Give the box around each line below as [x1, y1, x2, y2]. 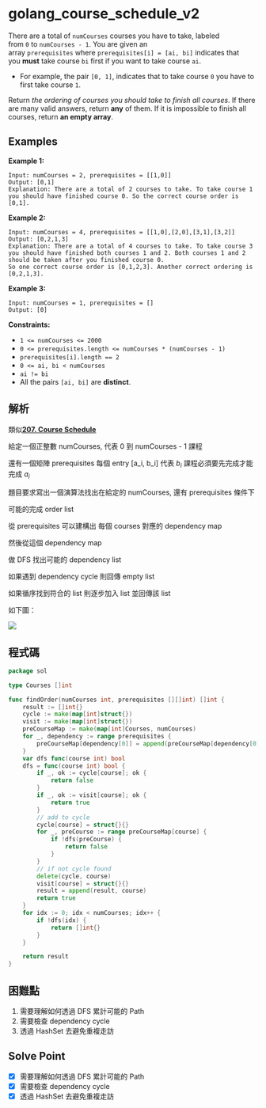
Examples [8, 135, 58, 149]
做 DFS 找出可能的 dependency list [8, 555, 122, 564]
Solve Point [8, 1049, 66, 1063]
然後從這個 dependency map [8, 538, 102, 548]
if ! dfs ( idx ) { [36, 916, 87, 924]
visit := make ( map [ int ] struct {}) [22, 718, 133, 726]
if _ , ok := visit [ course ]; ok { [36, 791, 147, 799]
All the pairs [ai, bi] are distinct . [19, 377, 131, 386]
